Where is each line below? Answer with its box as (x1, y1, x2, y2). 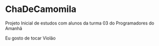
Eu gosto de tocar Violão (5, 35, 56, 41)
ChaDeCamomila (5, 3, 76, 15)
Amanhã (5, 25, 22, 31)
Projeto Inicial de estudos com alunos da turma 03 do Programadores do (5, 20, 155, 26)
